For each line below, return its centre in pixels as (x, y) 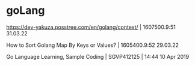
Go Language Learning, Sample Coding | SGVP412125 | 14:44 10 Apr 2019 (98, 56)
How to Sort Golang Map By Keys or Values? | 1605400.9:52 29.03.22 (93, 45)
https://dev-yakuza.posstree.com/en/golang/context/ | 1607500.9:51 (91, 27)
